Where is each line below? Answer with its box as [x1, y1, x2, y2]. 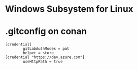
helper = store [23, 50, 54, 56]
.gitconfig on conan [5, 26, 87, 37]
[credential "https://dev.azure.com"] [5, 55, 85, 60]
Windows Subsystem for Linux [5, 3, 134, 15]
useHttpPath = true [23, 59, 63, 64]
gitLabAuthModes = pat [23, 46, 69, 51]
